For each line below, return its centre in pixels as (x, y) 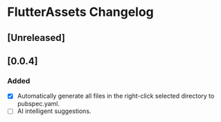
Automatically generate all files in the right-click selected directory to (116, 96)
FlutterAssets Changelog (81, 12)
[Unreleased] (36, 38)
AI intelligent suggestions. (54, 111)
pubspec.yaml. (38, 104)
